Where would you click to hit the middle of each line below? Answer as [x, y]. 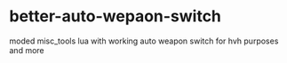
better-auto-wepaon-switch [116, 16]
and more [27, 50]
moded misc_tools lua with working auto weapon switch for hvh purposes [144, 41]
